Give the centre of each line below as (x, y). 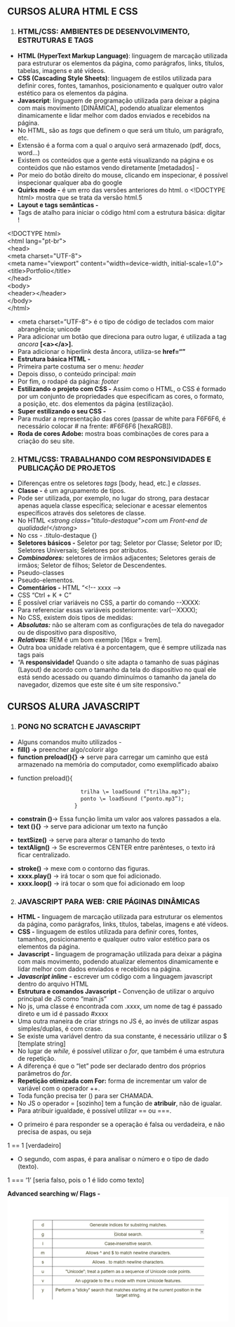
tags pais (31, 654)
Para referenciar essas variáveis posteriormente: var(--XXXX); (107, 609)
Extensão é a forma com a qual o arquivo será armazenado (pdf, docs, (119, 145)
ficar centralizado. (44, 854)
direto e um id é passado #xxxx (63, 1013)
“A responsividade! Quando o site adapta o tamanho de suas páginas (118, 662)
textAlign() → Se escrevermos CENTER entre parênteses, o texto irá (116, 847)
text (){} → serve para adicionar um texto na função (93, 826)
